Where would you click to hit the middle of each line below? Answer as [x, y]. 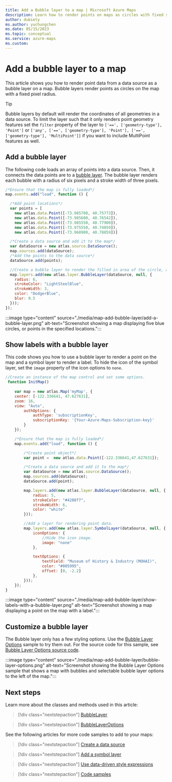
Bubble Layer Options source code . [43, 650]
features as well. [23, 141]
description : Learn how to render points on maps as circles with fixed [84, 15]
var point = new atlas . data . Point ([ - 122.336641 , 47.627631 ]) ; [91, 458]
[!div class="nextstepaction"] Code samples [64, 774]
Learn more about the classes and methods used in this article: [72, 705]
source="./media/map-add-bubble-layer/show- [107, 600]
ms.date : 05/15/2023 [27, 29]
